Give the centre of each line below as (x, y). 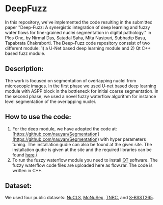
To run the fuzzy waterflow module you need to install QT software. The (85, 160)
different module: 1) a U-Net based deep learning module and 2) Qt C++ (78, 48)
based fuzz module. (25, 53)
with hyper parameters (123, 139)
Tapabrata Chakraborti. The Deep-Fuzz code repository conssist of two (78, 43)
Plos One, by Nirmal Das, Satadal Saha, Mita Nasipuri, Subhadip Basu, (76, 38)
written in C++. (27, 170)
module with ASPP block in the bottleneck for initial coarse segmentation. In (82, 91)
